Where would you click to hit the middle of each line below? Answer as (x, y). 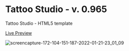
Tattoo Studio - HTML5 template (39, 23)
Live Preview (19, 33)
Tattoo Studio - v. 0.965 (56, 9)
